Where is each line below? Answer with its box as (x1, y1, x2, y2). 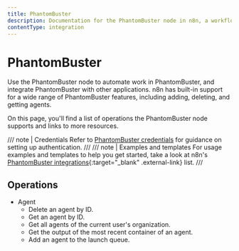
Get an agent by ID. (28, 213, 85, 221)
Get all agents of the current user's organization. (28, 220, 171, 229)
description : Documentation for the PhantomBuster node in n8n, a (7, 17, 208, 24)
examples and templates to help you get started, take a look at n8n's (7, 151, 208, 159)
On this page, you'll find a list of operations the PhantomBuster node (7, 114, 208, 123)
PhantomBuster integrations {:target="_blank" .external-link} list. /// (7, 158, 203, 167)
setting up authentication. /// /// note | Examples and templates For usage (7, 143, 223, 151)
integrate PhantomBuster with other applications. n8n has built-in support (7, 85, 223, 94)
